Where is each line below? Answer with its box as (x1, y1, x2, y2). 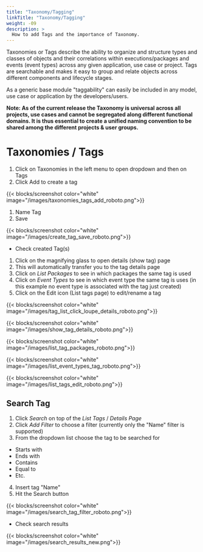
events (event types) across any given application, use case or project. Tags (6, 62, 198, 69)
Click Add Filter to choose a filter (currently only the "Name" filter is (15, 421, 185, 428)
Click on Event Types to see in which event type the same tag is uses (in (15, 276, 196, 284)
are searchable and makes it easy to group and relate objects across (6, 68, 178, 75)
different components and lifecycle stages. (6, 74, 114, 82)
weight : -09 (6, 20, 36, 26)
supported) (15, 428, 44, 435)
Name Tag (15, 209, 41, 216)
